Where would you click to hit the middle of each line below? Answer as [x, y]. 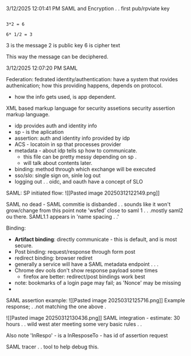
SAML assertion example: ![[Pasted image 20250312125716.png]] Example [95, 300]
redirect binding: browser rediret [53, 258]
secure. [24, 246]
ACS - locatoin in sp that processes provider [68, 144]
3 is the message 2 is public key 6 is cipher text [63, 45]
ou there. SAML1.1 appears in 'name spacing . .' [62, 217]
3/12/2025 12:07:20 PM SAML [42, 68]
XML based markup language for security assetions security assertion [91, 108]
